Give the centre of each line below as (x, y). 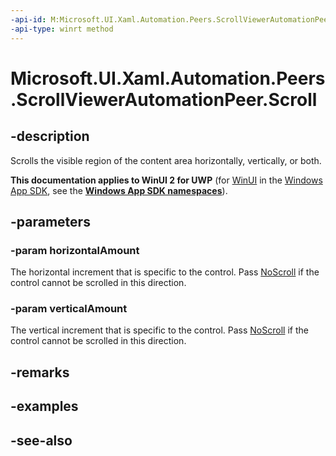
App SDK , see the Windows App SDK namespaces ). (119, 190)
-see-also (41, 440)
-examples (44, 406)
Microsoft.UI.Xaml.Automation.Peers (168, 78)
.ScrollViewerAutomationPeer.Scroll (164, 99)
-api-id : (28, 19)
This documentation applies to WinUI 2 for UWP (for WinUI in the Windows (166, 180)
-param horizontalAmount (75, 250)
